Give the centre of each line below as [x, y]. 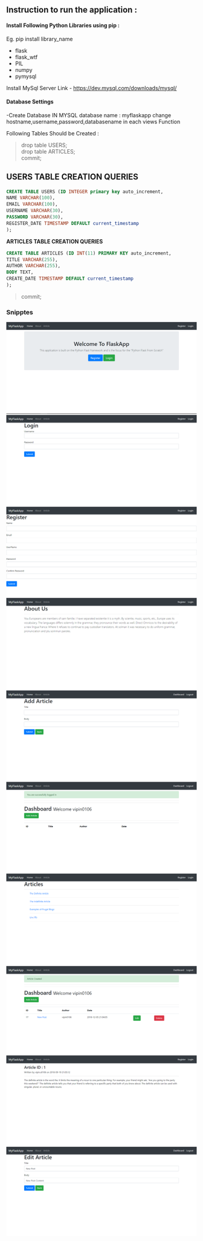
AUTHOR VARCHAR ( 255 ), [34, 266]
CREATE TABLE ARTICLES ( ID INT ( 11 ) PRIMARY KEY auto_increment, [89, 253]
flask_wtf [26, 57]
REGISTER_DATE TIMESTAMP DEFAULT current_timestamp [72, 223]
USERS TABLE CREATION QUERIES [72, 177]
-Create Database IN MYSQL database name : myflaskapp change [89, 115]
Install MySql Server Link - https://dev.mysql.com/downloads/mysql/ [92, 88]
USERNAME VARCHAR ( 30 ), [35, 211]
